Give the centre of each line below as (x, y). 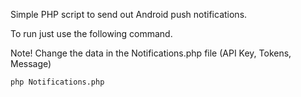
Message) (31, 63)
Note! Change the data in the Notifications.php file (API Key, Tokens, (151, 53)
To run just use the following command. (91, 33)
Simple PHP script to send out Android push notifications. (129, 14)
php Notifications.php (57, 82)
